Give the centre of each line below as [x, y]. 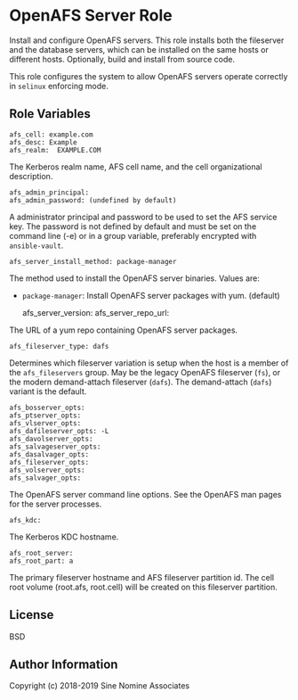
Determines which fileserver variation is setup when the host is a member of [149, 363]
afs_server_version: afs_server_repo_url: [96, 312]
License [32, 615]
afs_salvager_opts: [45, 478]
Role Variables [50, 114]
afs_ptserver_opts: [45, 416]
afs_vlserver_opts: [45, 423]
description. [31, 176]
